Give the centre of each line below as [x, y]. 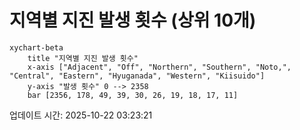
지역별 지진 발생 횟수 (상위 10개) [133, 20]
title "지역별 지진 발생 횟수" [83, 58]
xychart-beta [36, 47]
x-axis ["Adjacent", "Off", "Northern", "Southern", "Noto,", [159, 67]
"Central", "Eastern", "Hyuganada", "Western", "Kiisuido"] [137, 76]
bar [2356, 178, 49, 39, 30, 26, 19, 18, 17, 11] [133, 95]
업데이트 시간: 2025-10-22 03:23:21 [81, 115]
